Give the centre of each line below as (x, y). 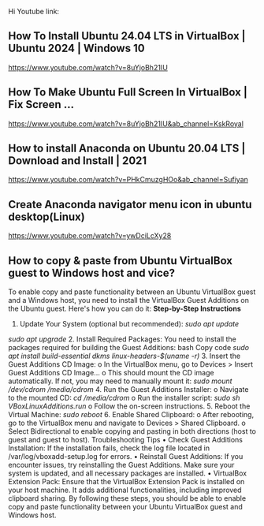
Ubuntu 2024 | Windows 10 (76, 48)
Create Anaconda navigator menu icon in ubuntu (130, 204)
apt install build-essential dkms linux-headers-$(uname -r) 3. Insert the (125, 356)
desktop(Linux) (46, 216)
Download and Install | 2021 (78, 161)
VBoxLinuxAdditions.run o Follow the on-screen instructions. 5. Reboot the (129, 406)
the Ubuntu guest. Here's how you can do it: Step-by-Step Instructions (125, 309)
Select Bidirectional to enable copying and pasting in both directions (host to (132, 431)
